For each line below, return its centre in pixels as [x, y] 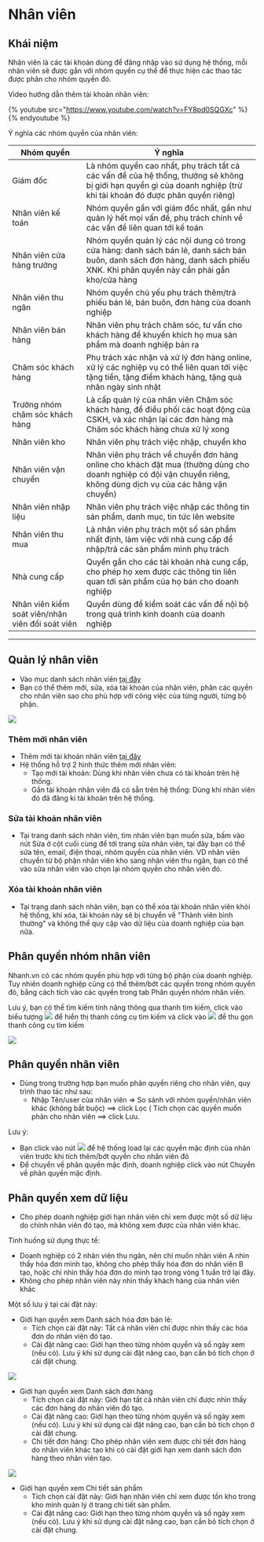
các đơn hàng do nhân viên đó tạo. [88, 1408]
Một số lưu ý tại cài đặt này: [53, 1305]
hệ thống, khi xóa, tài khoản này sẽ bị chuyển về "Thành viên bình [126, 915]
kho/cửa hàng [112, 280]
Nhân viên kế [36, 213]
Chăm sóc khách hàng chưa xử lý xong [158, 429]
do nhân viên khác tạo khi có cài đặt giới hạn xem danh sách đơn [136, 1450]
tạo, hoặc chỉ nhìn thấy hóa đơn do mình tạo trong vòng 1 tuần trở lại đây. [137, 1272]
